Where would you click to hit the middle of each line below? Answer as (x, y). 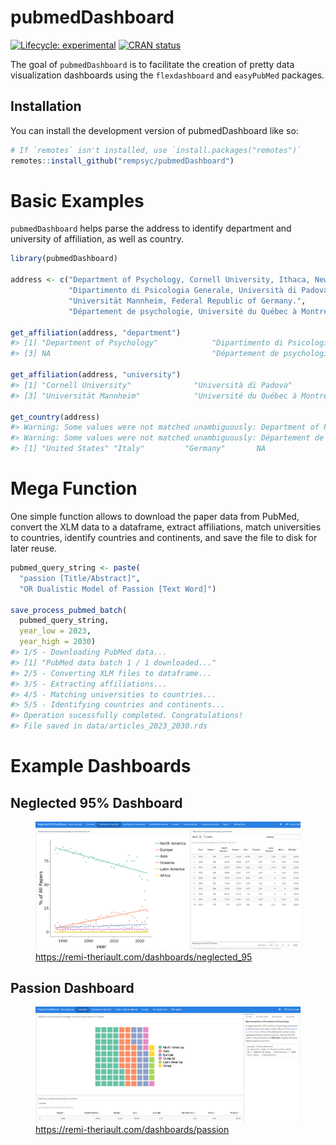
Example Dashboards (101, 766)
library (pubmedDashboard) (64, 259)
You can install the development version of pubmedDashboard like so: (154, 130)
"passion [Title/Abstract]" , (80, 578)
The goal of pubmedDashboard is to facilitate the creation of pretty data (152, 64)
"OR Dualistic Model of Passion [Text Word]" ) (118, 589)
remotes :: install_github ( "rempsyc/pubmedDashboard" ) (122, 161)
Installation (46, 106)
